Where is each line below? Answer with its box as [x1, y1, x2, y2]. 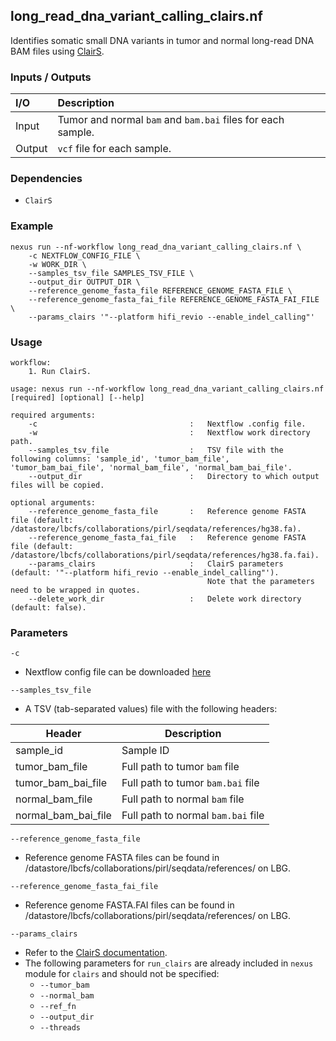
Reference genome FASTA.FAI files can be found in [24, 899, 235, 911]
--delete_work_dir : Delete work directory [28, 594, 302, 604]
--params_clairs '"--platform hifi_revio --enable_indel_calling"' [28, 312, 315, 322]
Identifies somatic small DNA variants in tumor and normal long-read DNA [10, 34, 315, 46]
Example [10, 219, 54, 233]
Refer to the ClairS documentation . [24, 947, 168, 959]
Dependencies [10, 172, 83, 186]
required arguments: [10, 410, 97, 420]
